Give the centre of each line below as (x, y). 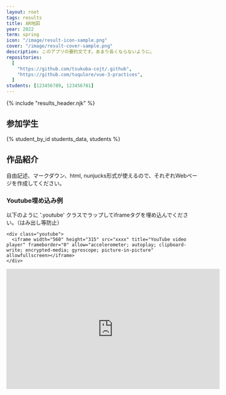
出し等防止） (46, 222)
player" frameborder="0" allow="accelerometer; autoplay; (81, 245)
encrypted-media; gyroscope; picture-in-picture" (90, 250)
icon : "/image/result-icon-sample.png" (57, 40)
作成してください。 (41, 183)
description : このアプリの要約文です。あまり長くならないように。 (80, 52)
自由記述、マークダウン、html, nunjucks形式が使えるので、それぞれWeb (97, 175)
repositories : (24, 57)
